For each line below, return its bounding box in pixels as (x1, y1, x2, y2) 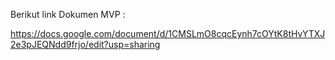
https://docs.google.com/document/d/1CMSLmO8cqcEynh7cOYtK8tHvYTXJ (10, 28, 326, 39)
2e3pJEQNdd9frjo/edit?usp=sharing (10, 39, 161, 50)
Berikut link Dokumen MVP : (10, 9, 126, 20)
